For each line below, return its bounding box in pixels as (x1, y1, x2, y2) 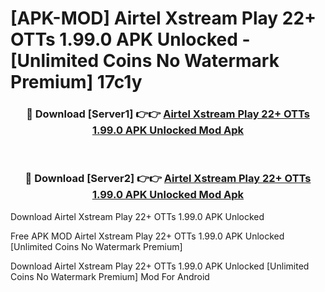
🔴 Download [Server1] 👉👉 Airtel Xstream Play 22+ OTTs (26, 107, 310, 121)
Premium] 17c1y (10, 71, 143, 94)
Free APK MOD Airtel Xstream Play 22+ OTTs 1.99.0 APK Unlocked (10, 230, 285, 242)
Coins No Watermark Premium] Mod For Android (10, 270, 210, 282)
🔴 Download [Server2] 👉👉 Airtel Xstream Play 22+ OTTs (24, 172, 312, 186)
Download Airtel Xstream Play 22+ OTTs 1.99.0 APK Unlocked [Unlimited (10, 260, 310, 272)
